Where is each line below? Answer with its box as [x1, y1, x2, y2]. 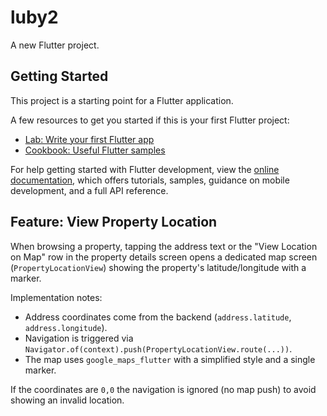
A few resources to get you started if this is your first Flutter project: [10, 114, 290, 126]
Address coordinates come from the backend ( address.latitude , [24, 311, 292, 323]
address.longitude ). [24, 321, 108, 333]
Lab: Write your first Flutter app [24, 133, 155, 145]
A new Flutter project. [10, 39, 100, 51]
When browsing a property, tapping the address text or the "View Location [10, 240, 318, 252]
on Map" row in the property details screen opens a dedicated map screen [10, 251, 318, 263]
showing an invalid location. [10, 394, 125, 406]
